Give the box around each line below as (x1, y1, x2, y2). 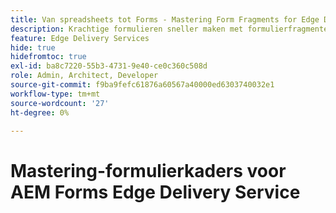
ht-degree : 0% (10, 107, 70, 118)
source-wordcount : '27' (10, 98, 110, 108)
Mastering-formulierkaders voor (10, 159, 287, 182)
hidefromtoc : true (10, 52, 87, 62)
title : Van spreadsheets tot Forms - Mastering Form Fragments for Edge (10, 14, 320, 25)
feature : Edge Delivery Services (10, 33, 150, 43)
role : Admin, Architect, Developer (10, 71, 159, 81)
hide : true (10, 42, 56, 53)
